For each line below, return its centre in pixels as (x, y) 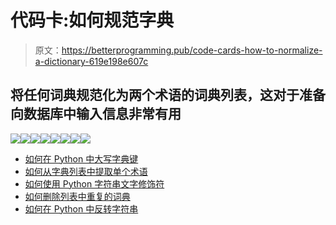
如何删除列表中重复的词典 (77, 196)
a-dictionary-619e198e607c (91, 61)
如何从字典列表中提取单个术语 (86, 171)
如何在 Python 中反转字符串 (81, 208)
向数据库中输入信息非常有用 (96, 114)
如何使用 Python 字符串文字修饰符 (94, 183)
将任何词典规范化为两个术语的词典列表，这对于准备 (168, 95)
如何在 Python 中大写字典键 (81, 158)
